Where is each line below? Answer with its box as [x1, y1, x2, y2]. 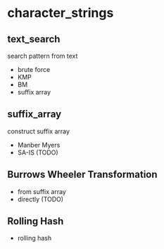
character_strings [7, 5, 114, 21]
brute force [17, 66, 51, 73]
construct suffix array [7, 127, 70, 135]
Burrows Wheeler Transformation [7, 169, 158, 181]
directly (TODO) [17, 195, 64, 203]
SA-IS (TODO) [17, 148, 58, 157]
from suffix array [17, 187, 67, 195]
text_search [7, 33, 61, 45]
